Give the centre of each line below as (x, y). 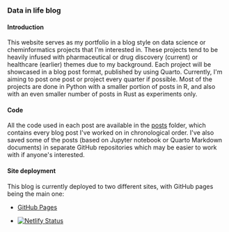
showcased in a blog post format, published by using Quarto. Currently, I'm (115, 72)
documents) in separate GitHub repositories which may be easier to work (112, 147)
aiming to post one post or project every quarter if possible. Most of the (110, 79)
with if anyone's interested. (46, 155)
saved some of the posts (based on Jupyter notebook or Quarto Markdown (115, 140)
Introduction (25, 27)
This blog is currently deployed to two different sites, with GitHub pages (110, 186)
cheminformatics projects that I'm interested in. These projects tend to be (112, 50)
